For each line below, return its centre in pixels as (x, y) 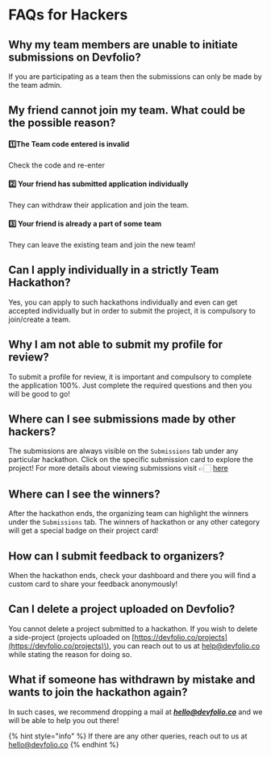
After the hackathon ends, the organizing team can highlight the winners (128, 514)
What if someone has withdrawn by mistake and (132, 680)
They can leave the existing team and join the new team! (102, 245)
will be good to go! (39, 393)
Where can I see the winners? (84, 494)
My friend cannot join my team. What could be (127, 110)
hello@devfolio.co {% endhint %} (64, 744)
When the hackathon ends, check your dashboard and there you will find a (132, 576)
